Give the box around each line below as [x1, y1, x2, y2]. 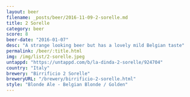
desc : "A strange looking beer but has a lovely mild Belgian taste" [6, 43, 185, 49]
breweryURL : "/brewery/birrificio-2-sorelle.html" [6, 76, 136, 82]
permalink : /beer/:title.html [6, 48, 83, 54]
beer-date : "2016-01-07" [6, 37, 69, 43]
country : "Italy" [6, 64, 50, 71]
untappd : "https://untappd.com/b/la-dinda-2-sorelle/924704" [6, 59, 163, 65]
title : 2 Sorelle [6, 20, 50, 26]
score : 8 [6, 31, 28, 37]
